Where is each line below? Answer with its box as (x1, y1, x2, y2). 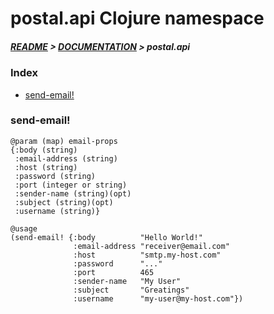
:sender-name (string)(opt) (14, 188, 132, 199)
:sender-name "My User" (73, 276, 182, 286)
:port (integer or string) (14, 180, 128, 190)
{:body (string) (10, 145, 78, 155)
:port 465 (73, 267, 155, 277)
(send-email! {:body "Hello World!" (10, 232, 203, 242)
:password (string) (14, 171, 97, 181)
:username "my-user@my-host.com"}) (73, 293, 244, 304)
